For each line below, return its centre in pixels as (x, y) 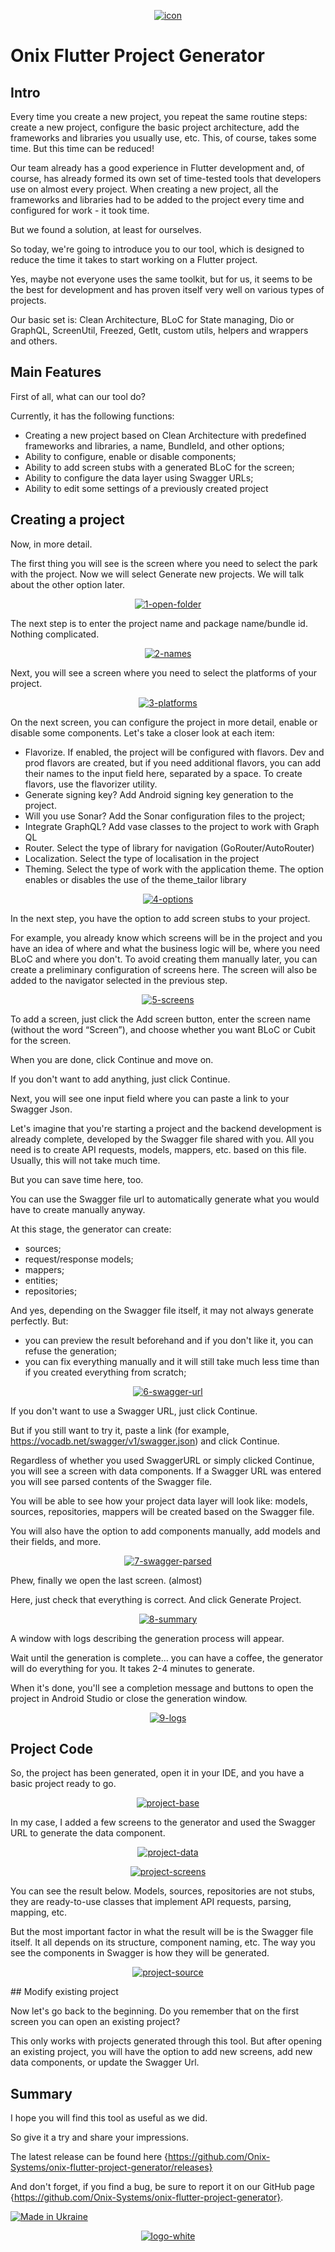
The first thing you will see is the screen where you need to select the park (164, 563)
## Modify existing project (64, 1992)
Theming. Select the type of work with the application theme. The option (174, 869)
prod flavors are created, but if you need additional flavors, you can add (173, 762)
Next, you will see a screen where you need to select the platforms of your (164, 672)
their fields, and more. (56, 1541)
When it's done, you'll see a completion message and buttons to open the (162, 1687)
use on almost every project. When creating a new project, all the (144, 189)
